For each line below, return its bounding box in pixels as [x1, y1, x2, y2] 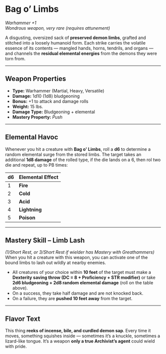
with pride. [5, 344, 27, 350]
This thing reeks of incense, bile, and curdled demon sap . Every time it [5, 328, 151, 334]
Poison [19, 214, 36, 221]
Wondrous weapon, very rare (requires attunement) [5, 25, 110, 31]
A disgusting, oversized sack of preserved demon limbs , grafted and [5, 35, 146, 41]
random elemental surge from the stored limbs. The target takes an [5, 151, 142, 157]
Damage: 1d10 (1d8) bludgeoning [12, 93, 80, 99]
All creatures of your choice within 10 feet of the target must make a [12, 269, 152, 275]
